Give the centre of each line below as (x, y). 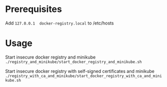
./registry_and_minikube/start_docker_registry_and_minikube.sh (73, 62)
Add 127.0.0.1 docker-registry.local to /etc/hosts (59, 23)
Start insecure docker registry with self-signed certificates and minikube (80, 71)
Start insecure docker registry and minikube (50, 57)
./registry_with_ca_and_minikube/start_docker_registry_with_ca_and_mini (84, 76)
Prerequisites (34, 9)
